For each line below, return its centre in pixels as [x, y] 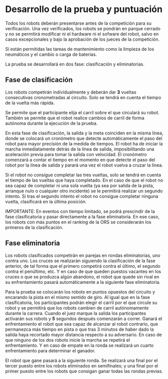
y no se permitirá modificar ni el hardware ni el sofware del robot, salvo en [82, 34]
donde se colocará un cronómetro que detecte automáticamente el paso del [84, 138]
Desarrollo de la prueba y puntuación [84, 9]
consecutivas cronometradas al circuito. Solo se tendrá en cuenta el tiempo [83, 97]
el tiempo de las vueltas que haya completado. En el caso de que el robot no [84, 180]
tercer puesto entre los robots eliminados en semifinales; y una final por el [82, 365]
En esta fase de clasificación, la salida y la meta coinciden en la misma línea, [84, 133]
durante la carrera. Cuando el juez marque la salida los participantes [76, 313]
